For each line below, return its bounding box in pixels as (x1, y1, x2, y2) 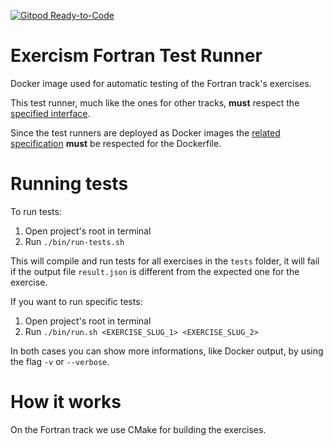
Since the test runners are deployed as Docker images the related (10, 126, 281, 139)
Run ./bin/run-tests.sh (24, 235, 125, 247)
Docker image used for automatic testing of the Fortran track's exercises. (10, 77, 312, 89)
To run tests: (10, 205, 62, 217)
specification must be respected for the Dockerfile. (10, 137, 222, 149)
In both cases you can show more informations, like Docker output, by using (10, 345, 324, 357)
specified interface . (10, 107, 91, 119)
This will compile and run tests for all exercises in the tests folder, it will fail (10, 255, 320, 267)
